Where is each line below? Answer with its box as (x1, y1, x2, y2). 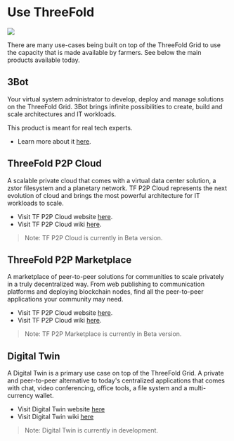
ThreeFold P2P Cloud (7, 158, 102, 170)
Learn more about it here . (17, 137, 91, 145)
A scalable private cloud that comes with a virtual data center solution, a (7, 176, 216, 185)
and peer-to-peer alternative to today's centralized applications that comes (7, 376, 225, 385)
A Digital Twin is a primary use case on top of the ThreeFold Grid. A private (7, 369, 224, 378)
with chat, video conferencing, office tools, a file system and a (7, 384, 188, 392)
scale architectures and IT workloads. (7, 110, 117, 118)
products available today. (7, 56, 80, 64)
